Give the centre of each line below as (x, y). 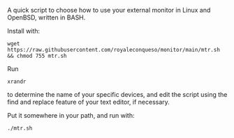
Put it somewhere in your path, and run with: (71, 115)
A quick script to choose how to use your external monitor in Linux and (109, 10)
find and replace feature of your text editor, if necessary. (88, 102)
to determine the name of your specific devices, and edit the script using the (117, 94)
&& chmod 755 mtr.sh (37, 56)
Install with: (24, 31)
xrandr (17, 82)
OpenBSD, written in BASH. (46, 17)
